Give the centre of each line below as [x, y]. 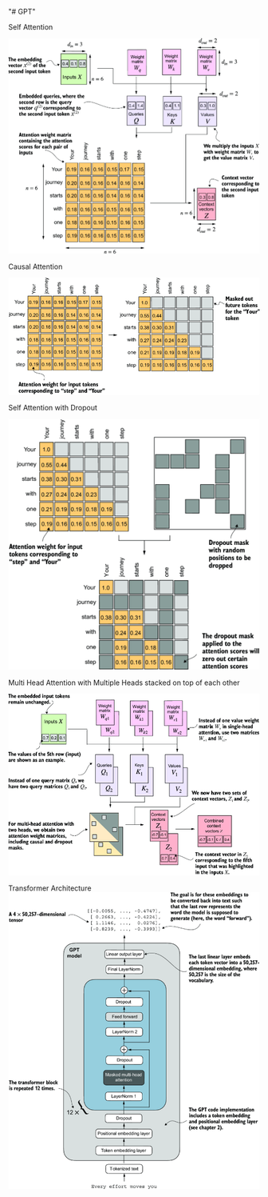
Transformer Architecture [50, 888]
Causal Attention [35, 266]
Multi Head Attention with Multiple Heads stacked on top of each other [124, 683]
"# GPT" [22, 12]
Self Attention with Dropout [53, 408]
